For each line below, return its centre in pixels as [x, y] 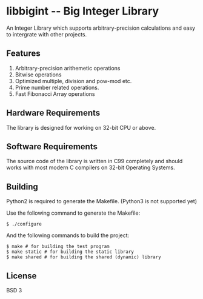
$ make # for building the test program [58, 247]
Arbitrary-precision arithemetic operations [68, 68]
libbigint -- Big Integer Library [83, 11]
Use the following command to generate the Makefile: [73, 213]
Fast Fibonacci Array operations [55, 94]
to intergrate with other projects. [47, 34]
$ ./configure [24, 224]
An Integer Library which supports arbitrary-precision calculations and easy [101, 28]
